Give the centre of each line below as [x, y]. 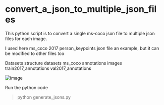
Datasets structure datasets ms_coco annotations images [64, 63]
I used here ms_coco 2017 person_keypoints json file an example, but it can [82, 48]
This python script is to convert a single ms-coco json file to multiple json [80, 33]
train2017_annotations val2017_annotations [48, 68]
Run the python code [27, 87]
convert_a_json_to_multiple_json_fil [81, 9]
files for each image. [26, 39]
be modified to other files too [35, 53]
